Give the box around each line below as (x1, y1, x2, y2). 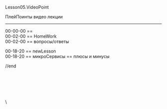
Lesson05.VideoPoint (5, 4, 49, 10)
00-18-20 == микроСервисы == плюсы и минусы (5, 54, 110, 59)
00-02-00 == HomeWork (5, 33, 57, 39)
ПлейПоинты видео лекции (5, 14, 63, 19)
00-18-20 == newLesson (5, 48, 56, 54)
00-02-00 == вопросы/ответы (5, 39, 70, 44)
